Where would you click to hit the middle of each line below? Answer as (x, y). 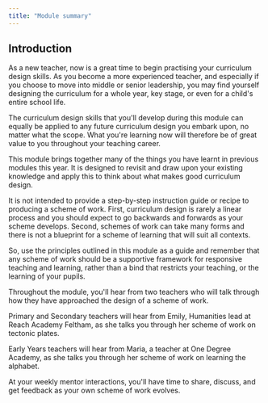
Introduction (40, 49)
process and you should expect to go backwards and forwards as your (126, 218)
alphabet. (24, 366)
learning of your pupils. (47, 276)
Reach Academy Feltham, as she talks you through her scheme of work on (132, 325)
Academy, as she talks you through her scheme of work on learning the (127, 358)
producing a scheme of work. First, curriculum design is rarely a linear (125, 209)
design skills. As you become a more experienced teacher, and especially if (134, 77)
